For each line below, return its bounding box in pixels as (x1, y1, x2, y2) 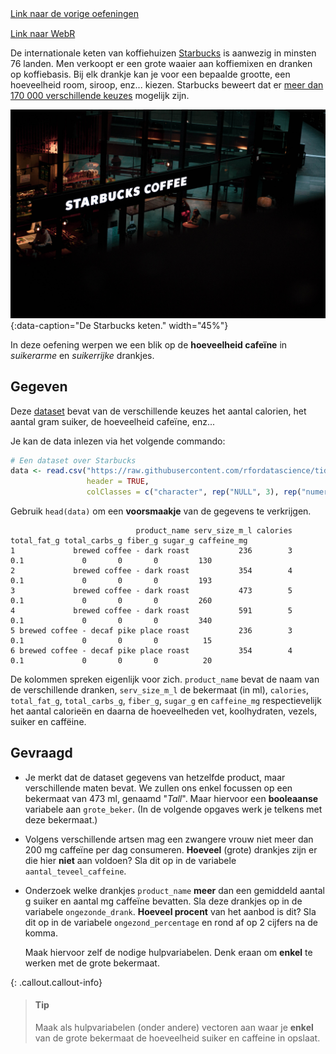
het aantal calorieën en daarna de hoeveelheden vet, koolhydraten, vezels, (10, 705, 318, 717)
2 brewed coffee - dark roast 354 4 (10, 566, 293, 576)
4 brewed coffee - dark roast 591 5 (10, 606, 293, 616)
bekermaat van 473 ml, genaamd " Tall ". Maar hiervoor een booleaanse (24, 792, 319, 804)
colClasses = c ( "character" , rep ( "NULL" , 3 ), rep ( (86, 487, 302, 497)
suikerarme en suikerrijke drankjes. (10, 349, 155, 361)
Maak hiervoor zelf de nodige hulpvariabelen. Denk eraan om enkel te (24, 946, 313, 958)
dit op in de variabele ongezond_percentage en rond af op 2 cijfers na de (24, 916, 319, 928)
